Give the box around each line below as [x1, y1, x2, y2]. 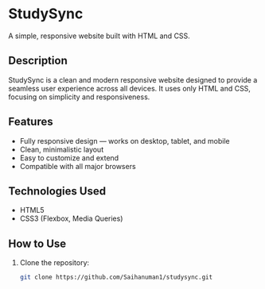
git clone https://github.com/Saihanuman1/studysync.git [19, 273, 213, 282]
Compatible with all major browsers [19, 161, 137, 171]
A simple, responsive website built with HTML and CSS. [8, 31, 191, 40]
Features [8, 115, 53, 129]
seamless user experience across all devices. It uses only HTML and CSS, [8, 83, 251, 93]
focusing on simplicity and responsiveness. [8, 92, 150, 102]
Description [8, 54, 68, 67]
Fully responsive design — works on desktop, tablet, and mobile [19, 136, 230, 145]
